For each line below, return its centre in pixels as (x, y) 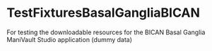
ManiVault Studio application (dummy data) (69, 39)
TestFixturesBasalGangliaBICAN (104, 13)
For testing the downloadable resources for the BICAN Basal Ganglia (106, 32)
